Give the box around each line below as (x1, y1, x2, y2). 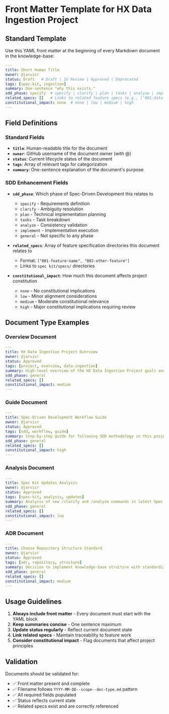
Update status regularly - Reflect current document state (12, 627, 132, 633)
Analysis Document (5, 464, 54, 471)
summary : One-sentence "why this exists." (5, 86, 96, 91)
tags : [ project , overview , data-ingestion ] (5, 364, 98, 369)
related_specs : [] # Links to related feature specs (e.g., (5, 96, 138, 101)
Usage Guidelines (5, 597, 62, 606)
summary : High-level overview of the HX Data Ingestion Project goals (5, 368, 156, 373)
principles (12, 643, 34, 649)
